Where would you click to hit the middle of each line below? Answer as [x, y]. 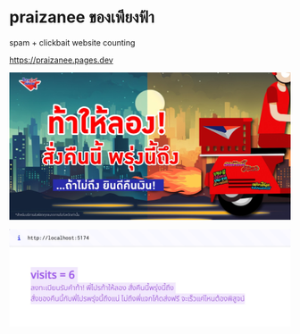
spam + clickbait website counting [72, 42]
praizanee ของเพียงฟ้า [82, 17]
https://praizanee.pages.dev [61, 60]
